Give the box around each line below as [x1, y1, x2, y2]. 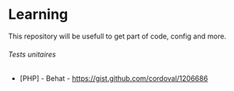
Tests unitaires [8, 49, 57, 59]
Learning [8, 5, 69, 24]
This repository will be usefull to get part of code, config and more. [8, 31, 227, 41]
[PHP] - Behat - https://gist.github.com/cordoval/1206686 [19, 74, 208, 83]
